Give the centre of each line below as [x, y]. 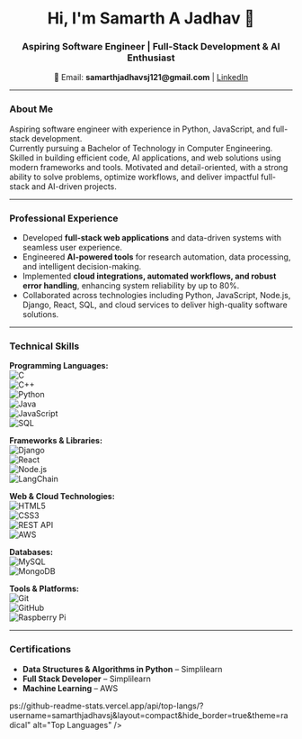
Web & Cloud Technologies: [62, 497]
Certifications [40, 650]
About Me [31, 109]
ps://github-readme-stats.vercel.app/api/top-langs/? [107, 706]
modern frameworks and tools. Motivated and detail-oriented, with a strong [149, 167]
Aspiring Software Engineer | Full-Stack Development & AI [151, 47]
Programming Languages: [59, 366]
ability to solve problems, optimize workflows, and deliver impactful [134, 177]
